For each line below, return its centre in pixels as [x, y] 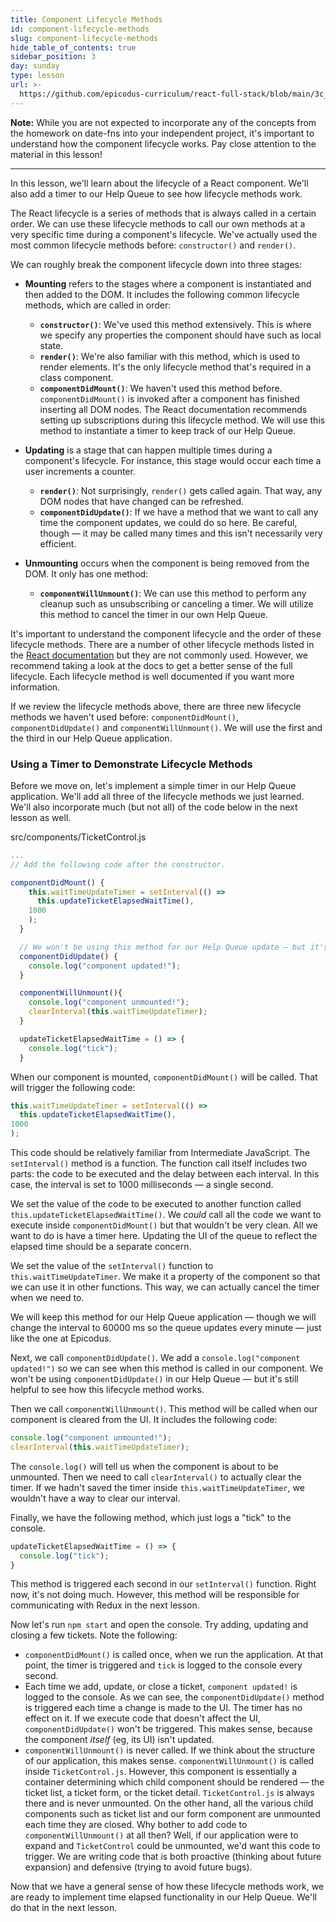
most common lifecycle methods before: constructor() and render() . [153, 245]
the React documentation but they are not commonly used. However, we [159, 655]
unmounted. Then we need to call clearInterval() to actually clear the [156, 1477]
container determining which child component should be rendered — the [174, 1782]
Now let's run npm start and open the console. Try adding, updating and [159, 1625]
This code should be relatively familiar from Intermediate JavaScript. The [160, 1153]
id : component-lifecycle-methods [80, 29]
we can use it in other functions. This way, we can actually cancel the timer [165, 1287]
